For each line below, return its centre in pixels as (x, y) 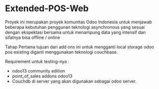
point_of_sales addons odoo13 (42, 76)
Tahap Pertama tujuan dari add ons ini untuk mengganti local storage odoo (79, 47)
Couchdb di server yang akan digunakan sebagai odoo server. (74, 81)
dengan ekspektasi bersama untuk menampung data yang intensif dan (75, 32)
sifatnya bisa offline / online (33, 37)
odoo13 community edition (39, 71)
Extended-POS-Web (47, 9)
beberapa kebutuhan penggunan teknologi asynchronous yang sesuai (75, 27)
